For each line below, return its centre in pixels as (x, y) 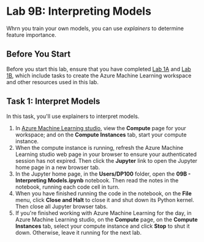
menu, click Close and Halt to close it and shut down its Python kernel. (104, 200)
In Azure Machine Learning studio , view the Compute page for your (100, 128)
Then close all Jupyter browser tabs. (62, 206)
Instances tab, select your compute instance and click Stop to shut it (102, 226)
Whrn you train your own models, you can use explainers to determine (95, 28)
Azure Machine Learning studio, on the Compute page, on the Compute (106, 219)
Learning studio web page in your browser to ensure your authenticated (106, 154)
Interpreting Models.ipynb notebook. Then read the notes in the (97, 180)
